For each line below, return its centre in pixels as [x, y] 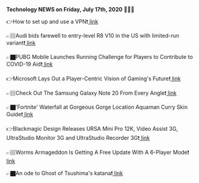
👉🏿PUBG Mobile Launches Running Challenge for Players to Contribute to [100, 57]
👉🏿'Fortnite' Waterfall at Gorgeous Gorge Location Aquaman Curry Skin [97, 107]
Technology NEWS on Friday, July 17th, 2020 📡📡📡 [71, 9]
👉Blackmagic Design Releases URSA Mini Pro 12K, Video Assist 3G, [92, 129]
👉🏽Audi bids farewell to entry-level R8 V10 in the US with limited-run [93, 36]
